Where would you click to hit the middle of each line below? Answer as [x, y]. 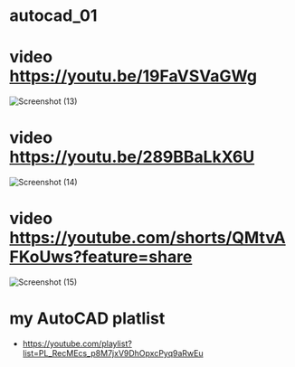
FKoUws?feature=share [101, 257]
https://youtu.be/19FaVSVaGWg [133, 76]
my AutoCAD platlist [87, 319]
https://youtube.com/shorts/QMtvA [148, 238]
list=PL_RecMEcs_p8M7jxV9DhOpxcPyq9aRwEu [113, 353]
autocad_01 [53, 16]
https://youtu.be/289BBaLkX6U [132, 157]
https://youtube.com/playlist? [77, 343]
